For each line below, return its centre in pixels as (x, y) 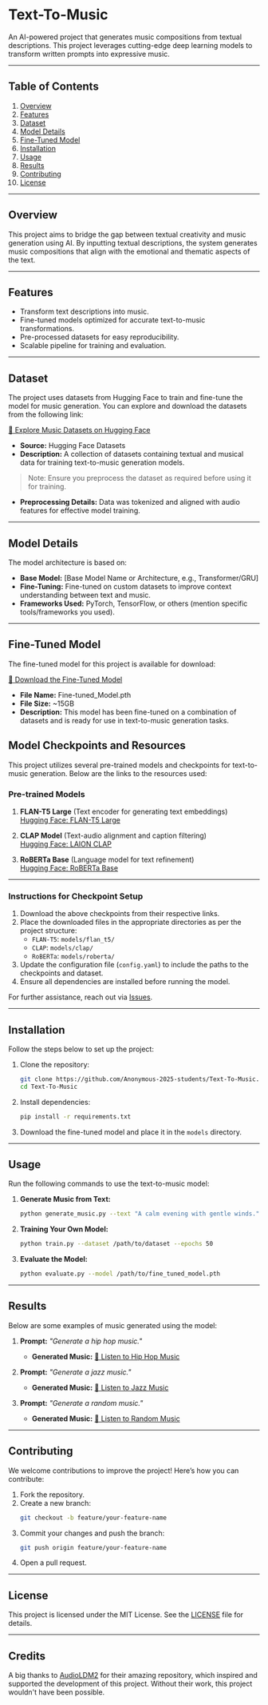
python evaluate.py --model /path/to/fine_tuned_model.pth (120, 1274)
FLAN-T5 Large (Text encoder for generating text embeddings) (124, 811)
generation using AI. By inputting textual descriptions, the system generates (133, 242)
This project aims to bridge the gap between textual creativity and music (127, 234)
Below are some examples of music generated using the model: (113, 1325)
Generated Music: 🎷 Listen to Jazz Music (100, 1387)
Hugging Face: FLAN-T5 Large (70, 820)
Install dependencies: (55, 1102)
